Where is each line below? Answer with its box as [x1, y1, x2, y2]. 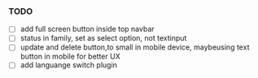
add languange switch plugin [20, 60, 118, 70]
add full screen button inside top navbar [20, 24, 155, 34]
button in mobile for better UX [20, 51, 120, 62]
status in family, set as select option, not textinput [20, 33, 187, 43]
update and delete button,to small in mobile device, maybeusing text [20, 42, 250, 52]
